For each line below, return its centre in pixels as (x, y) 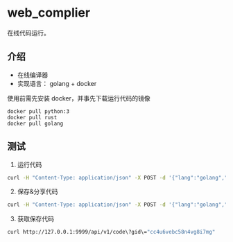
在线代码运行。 (28, 33)
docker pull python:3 (38, 111)
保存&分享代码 (37, 191)
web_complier (49, 13)
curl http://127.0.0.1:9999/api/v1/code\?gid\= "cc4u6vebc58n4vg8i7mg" (111, 232)
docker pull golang (35, 123)
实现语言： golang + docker (57, 83)
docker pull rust (32, 117)
